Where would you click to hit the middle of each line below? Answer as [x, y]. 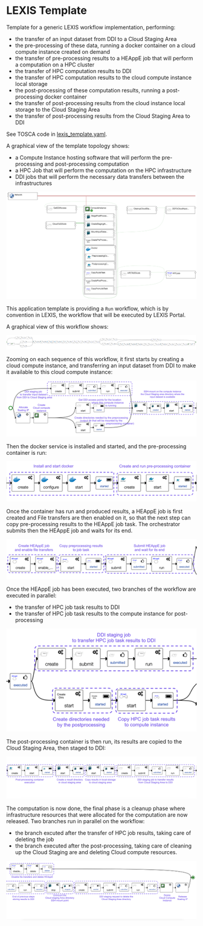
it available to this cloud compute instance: [60, 372]
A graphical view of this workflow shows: [57, 326]
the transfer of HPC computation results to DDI [73, 71]
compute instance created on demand [63, 51]
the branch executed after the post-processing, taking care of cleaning [103, 846]
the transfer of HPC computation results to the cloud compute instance [103, 77]
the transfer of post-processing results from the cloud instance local [100, 103]
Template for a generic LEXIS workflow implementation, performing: [91, 27]
